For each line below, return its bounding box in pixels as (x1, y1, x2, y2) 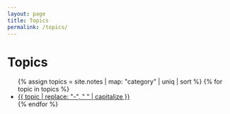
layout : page (7, 10, 46, 18)
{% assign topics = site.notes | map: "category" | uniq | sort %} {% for (17, 77, 223, 86)
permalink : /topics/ (7, 23, 69, 30)
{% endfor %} (17, 100, 59, 108)
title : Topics (7, 17, 50, 24)
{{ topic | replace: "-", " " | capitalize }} (17, 93, 130, 101)
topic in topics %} (17, 85, 69, 93)
